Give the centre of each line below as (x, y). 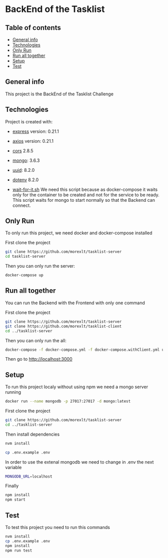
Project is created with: (29, 121)
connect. (21, 205)
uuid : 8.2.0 (23, 170)
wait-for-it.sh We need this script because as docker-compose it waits (85, 189)
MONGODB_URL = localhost (29, 476)
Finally (12, 486)
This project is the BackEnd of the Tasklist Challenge (59, 94)
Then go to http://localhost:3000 (39, 359)
